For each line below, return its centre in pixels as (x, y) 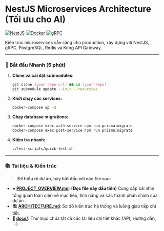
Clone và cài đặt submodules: (43, 76)
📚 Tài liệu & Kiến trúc (31, 166)
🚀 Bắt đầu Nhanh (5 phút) (35, 65)
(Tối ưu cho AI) (35, 19)
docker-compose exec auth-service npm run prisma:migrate (72, 126)
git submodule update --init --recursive (55, 89)
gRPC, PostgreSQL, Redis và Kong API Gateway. (53, 47)
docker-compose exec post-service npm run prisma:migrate (72, 130)
